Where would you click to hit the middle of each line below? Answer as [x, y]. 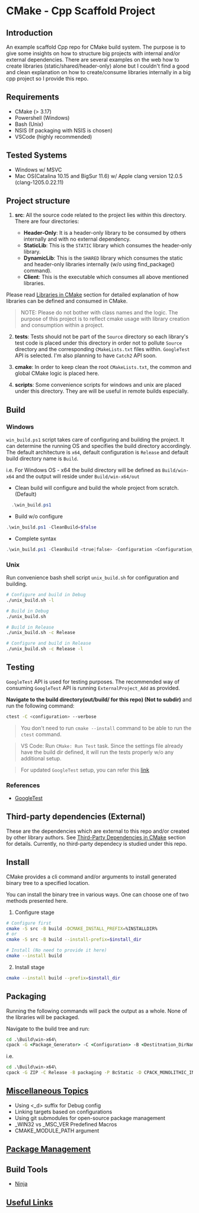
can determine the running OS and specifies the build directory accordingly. [99, 446]
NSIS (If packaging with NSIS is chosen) [64, 130]
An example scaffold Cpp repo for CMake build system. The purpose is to [96, 47]
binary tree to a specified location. [48, 883]
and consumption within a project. [62, 325]
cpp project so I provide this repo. [47, 79]
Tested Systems [36, 155]
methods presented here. [37, 900]
